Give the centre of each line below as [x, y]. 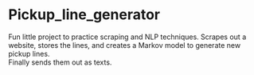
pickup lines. [29, 53]
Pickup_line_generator [84, 15]
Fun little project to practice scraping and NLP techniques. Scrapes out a [127, 37]
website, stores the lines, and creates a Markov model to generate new [125, 45]
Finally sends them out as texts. [60, 62]
